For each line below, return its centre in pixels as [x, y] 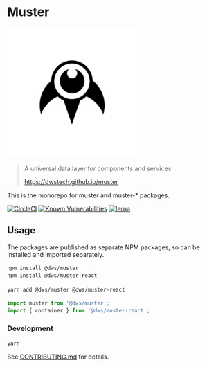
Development [30, 328]
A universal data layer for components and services [98, 168]
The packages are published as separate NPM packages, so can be [104, 247]
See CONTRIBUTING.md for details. [58, 357]
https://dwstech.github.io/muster [71, 181]
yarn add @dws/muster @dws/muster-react [66, 290]
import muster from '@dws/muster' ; [58, 303]
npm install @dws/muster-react [52, 275]
